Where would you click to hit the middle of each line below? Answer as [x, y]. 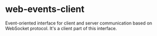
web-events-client [45, 9]
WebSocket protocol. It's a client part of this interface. [61, 28]
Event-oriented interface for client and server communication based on [79, 23]
